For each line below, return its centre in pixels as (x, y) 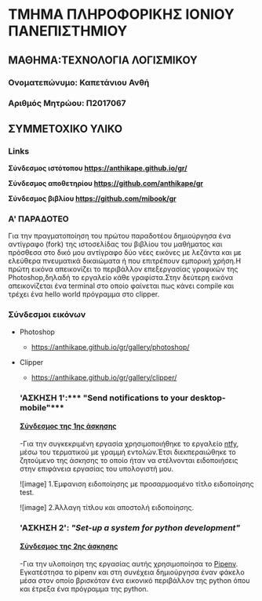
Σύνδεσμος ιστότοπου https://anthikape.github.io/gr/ (98, 168)
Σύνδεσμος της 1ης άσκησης (68, 426)
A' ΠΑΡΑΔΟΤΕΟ (38, 219)
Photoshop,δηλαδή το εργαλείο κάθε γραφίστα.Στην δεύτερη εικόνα (121, 278)
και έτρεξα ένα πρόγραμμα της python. (84, 588)
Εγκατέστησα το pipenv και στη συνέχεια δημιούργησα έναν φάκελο (132, 572)
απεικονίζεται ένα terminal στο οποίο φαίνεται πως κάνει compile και (121, 286)
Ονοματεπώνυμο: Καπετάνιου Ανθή (79, 82)
